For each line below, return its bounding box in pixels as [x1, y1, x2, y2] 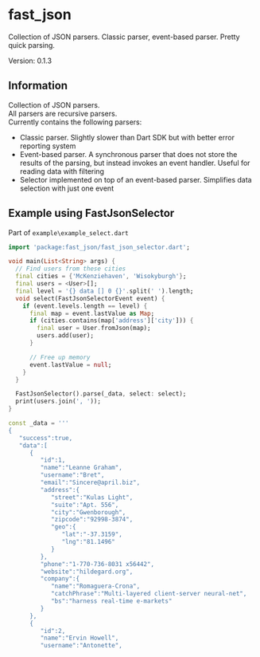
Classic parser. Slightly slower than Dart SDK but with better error [19, 132, 235, 142]
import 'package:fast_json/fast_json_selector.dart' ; [8, 243, 191, 251]
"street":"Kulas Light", [50, 493, 134, 502]
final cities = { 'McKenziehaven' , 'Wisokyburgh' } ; [15, 273, 187, 281]
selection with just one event [19, 183, 114, 193]
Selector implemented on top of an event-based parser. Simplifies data [19, 175, 252, 184]
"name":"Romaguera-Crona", [50, 582, 141, 591]
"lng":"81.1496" [61, 538, 115, 546]
